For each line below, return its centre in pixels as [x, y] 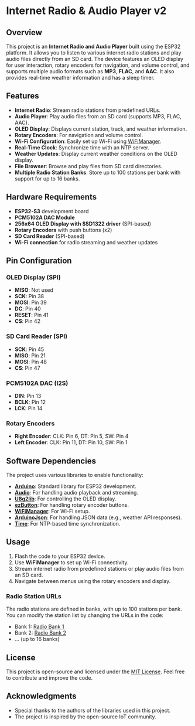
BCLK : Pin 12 [30, 402]
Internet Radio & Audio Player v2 [86, 11]
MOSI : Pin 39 [30, 302]
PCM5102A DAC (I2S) [37, 383]
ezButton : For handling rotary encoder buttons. [71, 505]
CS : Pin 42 [28, 321]
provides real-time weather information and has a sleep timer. [81, 78]
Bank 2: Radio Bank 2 [40, 633]
